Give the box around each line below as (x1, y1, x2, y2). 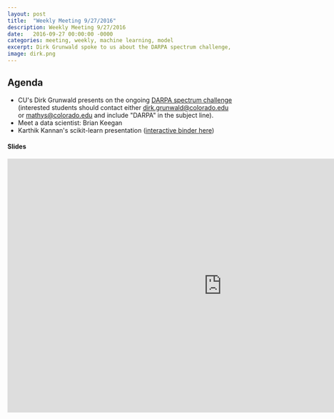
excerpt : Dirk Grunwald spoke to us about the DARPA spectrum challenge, (7, 44, 232, 51)
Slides (7, 142, 26, 151)
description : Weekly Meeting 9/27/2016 (7, 24, 126, 31)
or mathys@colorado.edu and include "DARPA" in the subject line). (17, 111, 214, 119)
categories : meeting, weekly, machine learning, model (7, 37, 174, 44)
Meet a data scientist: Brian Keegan (17, 118, 123, 127)
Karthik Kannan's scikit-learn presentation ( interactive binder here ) (17, 126, 215, 134)
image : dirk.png (7, 51, 56, 58)
